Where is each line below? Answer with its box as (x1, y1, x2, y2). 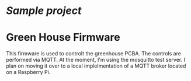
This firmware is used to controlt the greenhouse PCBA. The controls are (6, 50, 181, 57)
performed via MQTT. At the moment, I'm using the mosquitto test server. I (6, 57, 186, 64)
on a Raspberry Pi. (6, 69, 51, 76)
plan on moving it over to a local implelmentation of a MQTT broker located (6, 62, 186, 69)
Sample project (6, 4, 82, 17)
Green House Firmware (6, 31, 121, 44)
